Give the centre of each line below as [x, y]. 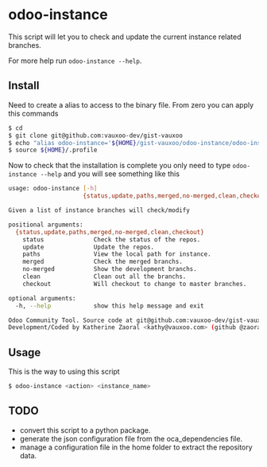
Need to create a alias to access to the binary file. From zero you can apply [131, 104]
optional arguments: [43, 298]
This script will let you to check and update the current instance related [125, 37]
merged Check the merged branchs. [103, 262]
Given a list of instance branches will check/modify [99, 210]
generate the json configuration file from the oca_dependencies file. [131, 438]
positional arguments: [46, 225]
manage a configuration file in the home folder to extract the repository [136, 447]
